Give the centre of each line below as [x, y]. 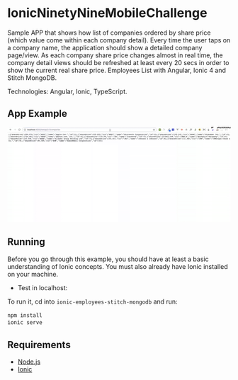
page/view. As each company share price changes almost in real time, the [115, 55]
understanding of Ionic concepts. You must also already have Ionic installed [118, 266]
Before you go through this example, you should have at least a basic [108, 259]
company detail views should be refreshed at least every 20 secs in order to [118, 62]
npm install [25, 315]
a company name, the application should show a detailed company [105, 47]
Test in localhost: [42, 287]
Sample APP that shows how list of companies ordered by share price [109, 33]
